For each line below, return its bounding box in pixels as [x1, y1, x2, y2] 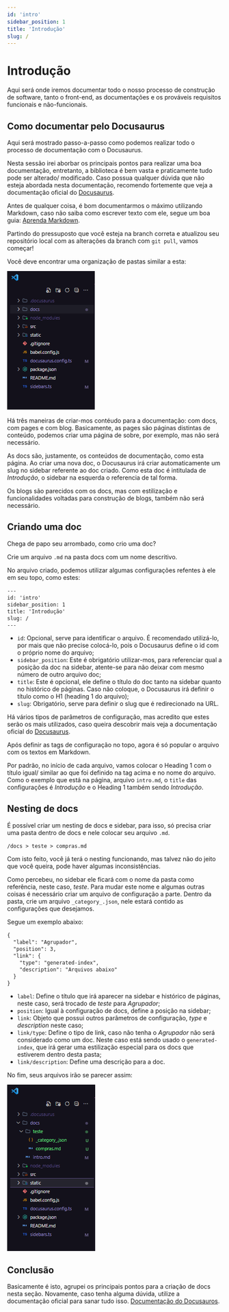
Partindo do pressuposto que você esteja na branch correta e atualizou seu [7, 230, 219, 237]
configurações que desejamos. [7, 904, 94, 913]
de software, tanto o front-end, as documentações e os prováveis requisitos [7, 93, 221, 102]
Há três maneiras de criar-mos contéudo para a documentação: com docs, [7, 417, 217, 425]
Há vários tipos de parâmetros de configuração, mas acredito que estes [7, 712, 210, 721]
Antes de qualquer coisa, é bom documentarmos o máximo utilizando [7, 202, 203, 209]
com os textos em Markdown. [7, 748, 91, 756]
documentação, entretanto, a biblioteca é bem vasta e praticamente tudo [7, 167, 213, 174]
